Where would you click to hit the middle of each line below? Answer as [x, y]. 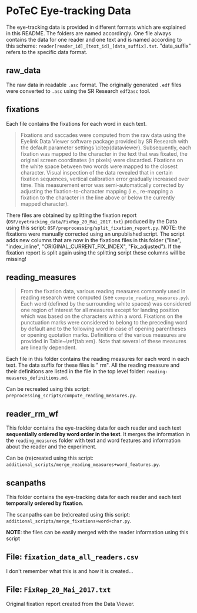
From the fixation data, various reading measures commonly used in [103, 292]
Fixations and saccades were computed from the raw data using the [103, 135]
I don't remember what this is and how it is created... [70, 571]
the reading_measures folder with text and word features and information [94, 441]
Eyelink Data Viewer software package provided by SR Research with [104, 141]
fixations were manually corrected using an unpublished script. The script [96, 234]
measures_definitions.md [36, 378]
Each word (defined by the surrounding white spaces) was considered [106, 304]
